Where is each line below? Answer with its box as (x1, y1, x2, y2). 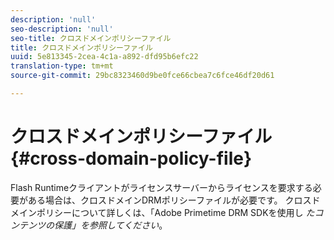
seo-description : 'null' (10, 24, 114, 34)
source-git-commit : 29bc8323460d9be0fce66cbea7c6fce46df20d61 (10, 71, 275, 81)
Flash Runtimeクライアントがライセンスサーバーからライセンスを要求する (10, 181, 313, 193)
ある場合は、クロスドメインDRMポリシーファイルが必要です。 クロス (27, 194, 312, 206)
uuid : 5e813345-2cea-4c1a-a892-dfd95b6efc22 (10, 52, 199, 62)
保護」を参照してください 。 (53, 219, 168, 231)
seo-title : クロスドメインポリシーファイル (10, 33, 172, 43)
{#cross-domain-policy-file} (10, 147, 253, 170)
